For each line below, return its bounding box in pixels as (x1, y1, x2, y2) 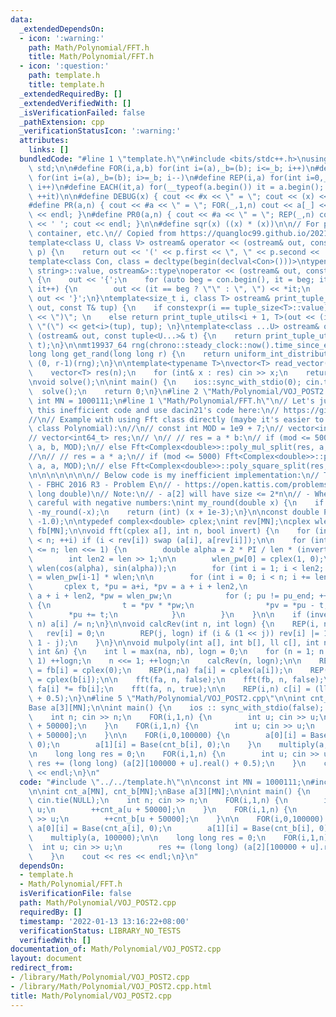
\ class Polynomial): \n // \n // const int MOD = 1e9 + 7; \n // (28, 424, 284, 434)
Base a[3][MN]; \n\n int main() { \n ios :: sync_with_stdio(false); (28, 702, 325, 713)
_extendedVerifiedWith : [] (19, 98, 132, 108)
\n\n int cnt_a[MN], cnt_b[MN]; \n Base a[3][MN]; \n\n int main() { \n (28, 786, 311, 796)
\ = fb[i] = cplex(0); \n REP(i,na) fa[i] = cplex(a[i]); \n (28, 666, 293, 676)
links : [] (28, 145, 70, 155)
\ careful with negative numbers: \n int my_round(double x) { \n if (28, 498, 325, 508)
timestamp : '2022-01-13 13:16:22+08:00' (19, 916, 190, 926)
